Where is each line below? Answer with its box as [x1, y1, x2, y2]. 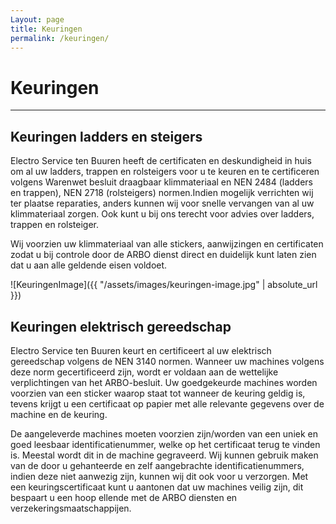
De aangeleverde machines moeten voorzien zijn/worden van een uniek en [10, 427, 318, 440]
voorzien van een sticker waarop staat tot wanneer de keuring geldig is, [10, 387, 306, 399]
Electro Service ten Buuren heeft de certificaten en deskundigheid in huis [10, 155, 312, 167]
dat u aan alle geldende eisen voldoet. [10, 259, 168, 271]
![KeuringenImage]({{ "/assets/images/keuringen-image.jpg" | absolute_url [10, 279, 318, 291]
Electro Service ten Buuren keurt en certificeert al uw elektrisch [10, 344, 272, 356]
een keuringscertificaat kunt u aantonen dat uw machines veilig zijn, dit [10, 481, 304, 493]
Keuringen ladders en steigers [10, 128, 203, 145]
